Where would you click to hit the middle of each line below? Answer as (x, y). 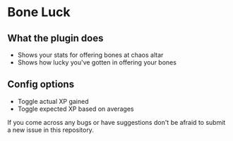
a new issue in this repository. (50, 130)
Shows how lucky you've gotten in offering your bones (97, 62)
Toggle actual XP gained (53, 101)
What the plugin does (55, 38)
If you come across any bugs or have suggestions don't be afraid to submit (116, 122)
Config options (41, 85)
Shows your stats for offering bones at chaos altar (90, 55)
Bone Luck (39, 12)
